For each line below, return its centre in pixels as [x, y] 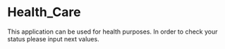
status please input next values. [54, 38]
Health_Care [44, 12]
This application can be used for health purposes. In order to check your [112, 31]
